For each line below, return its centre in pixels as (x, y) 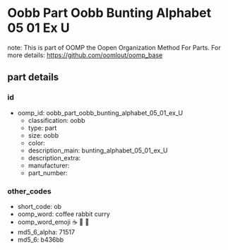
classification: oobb (57, 120)
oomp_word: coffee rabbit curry (64, 214)
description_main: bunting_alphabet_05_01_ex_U (98, 150)
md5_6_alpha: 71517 (46, 232)
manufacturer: (49, 165)
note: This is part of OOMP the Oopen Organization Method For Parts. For (114, 47)
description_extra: (54, 157)
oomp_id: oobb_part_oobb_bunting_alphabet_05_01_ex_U (100, 113)
